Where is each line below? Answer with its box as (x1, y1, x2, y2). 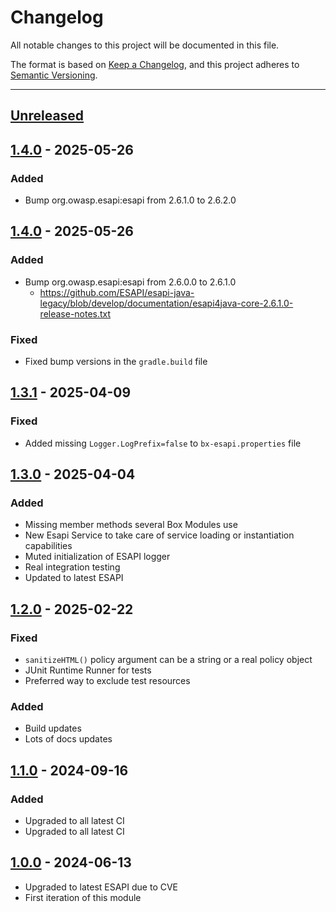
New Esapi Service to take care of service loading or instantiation (24, 529, 295, 541)
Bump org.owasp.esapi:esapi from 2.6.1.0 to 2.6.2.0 (24, 194, 237, 206)
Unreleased (10, 107, 85, 125)
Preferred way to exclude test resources (24, 675, 191, 687)
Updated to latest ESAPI (24, 572, 124, 584)
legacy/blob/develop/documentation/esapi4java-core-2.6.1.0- (39, 297, 294, 309)
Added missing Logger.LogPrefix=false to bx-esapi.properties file (24, 437, 302, 449)
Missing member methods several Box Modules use (24, 519, 238, 531)
